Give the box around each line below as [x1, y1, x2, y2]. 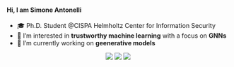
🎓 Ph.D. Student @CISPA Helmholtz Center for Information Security [16, 22, 216, 30]
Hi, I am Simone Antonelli [6, 6, 82, 14]
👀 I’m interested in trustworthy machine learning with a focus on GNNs [16, 31, 227, 40]
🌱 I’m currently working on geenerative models [16, 39, 156, 47]
